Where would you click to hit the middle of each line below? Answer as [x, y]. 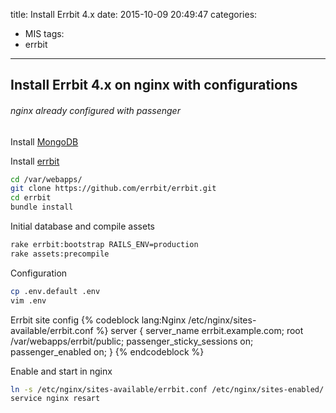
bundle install [42, 207]
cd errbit [31, 198]
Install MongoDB [44, 141]
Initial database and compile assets [82, 226]
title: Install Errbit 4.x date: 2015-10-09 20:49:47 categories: [134, 14]
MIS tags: [44, 33]
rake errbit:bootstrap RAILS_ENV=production [104, 245]
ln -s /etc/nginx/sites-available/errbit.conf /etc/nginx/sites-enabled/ [167, 389]
